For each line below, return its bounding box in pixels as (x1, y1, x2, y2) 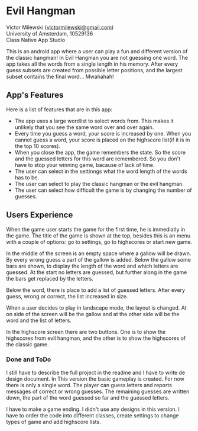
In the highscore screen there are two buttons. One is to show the (6, 328, 166, 335)
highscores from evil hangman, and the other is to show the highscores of (6, 334, 186, 342)
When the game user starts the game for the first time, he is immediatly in (6, 226, 186, 233)
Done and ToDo (6, 355, 51, 364)
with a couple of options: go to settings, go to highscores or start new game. (6, 238, 193, 245)
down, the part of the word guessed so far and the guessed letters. (6, 394, 170, 401)
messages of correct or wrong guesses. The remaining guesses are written (6, 388, 190, 395)
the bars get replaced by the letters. (6, 275, 93, 282)
